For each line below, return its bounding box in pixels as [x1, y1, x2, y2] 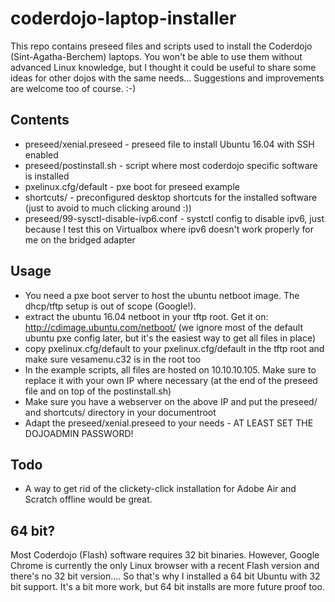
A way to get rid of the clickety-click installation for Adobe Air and [24, 483, 297, 495]
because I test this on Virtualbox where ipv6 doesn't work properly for [24, 223, 314, 235]
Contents [10, 112, 70, 129]
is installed [24, 170, 70, 182]
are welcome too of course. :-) [10, 82, 137, 94]
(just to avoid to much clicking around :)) [24, 202, 192, 214]
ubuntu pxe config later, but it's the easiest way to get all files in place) [24, 332, 317, 344]
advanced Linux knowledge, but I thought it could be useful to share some [10, 61, 317, 73]
